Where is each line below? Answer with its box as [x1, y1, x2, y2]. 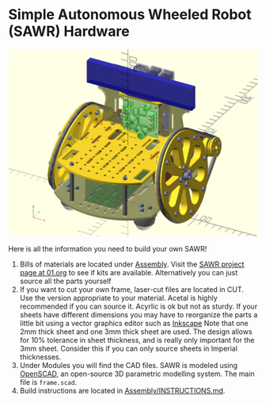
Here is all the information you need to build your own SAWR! [8, 244, 207, 253]
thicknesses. [19, 351, 62, 362]
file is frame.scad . [19, 377, 78, 386]
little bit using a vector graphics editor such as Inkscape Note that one [19, 318, 249, 328]
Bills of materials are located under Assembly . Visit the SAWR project [19, 259, 245, 269]
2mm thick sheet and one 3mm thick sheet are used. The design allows [19, 327, 253, 336]
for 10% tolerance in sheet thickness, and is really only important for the [19, 335, 255, 344]
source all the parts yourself [19, 276, 112, 286]
